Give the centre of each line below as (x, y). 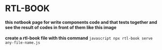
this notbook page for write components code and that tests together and (81, 22)
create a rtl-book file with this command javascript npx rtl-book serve (79, 38)
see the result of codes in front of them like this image (61, 27)
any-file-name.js (23, 43)
